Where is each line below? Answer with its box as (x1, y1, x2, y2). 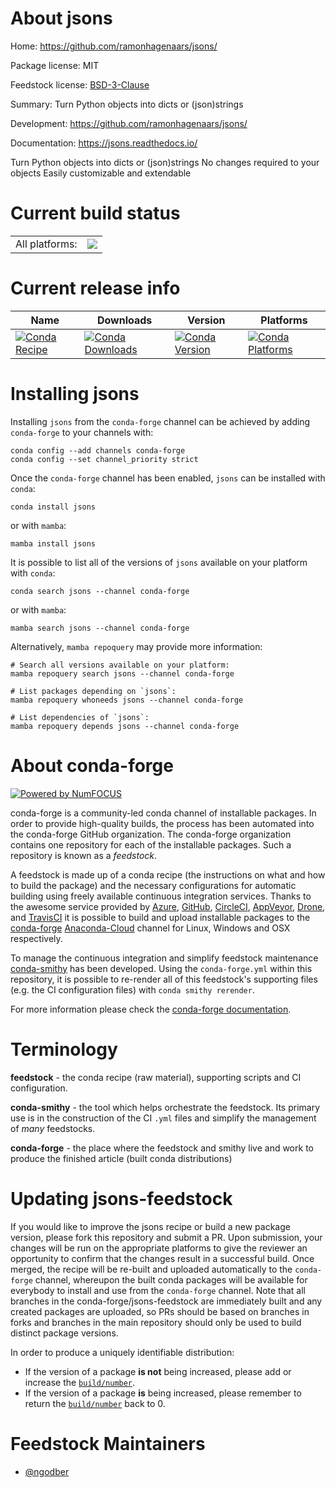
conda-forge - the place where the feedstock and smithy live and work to (10, 1142, 314, 1154)
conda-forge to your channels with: (10, 426, 154, 438)
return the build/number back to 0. (24, 1397, 166, 1409)
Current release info (10, 277, 181, 300)
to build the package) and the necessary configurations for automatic (10, 879, 297, 891)
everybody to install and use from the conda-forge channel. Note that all (10, 1284, 306, 1296)
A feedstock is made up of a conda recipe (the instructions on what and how (10, 868, 326, 881)
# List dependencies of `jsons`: (10, 712, 150, 722)
